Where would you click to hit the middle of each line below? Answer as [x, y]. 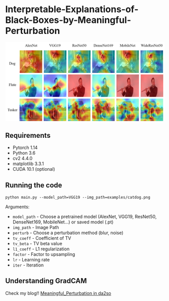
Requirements [28, 135]
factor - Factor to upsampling [44, 254]
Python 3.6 [24, 153]
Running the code [34, 185]
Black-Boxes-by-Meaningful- [68, 20]
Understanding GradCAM [46, 281]
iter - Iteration [28, 265]
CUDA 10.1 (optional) [34, 169]
